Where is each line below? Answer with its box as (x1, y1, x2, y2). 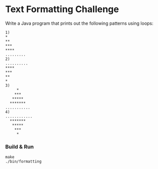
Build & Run (5, 143, 34, 150)
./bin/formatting (5, 159, 42, 164)
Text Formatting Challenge (5, 4, 119, 15)
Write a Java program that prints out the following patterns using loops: (5, 20, 154, 26)
